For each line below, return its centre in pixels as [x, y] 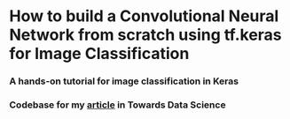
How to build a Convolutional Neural [144, 16]
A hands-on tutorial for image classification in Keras [124, 81]
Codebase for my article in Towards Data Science [118, 105]
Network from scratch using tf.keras [145, 35]
